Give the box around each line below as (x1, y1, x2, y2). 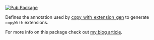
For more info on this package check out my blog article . (5, 29, 122, 35)
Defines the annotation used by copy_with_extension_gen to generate (5, 14, 149, 20)
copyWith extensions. (5, 20, 49, 25)
